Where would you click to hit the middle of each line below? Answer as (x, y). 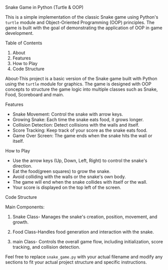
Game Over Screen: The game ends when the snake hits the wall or (82, 136)
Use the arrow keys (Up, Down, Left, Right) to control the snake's (80, 160)
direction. (22, 166)
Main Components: (25, 207)
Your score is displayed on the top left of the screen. (67, 187)
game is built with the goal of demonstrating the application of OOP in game (84, 28)
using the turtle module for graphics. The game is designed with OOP (78, 84)
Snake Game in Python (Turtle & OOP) (45, 7)
